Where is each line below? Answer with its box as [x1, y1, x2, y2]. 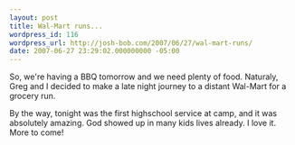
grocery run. [9, 91, 56, 102]
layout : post [9, 13, 59, 23]
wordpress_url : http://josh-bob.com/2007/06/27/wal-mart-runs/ [9, 38, 253, 48]
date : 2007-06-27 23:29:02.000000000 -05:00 [9, 47, 180, 56]
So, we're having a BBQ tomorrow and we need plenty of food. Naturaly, [9, 71, 279, 82]
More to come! [9, 127, 64, 138]
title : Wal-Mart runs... [9, 22, 103, 31]
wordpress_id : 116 [9, 30, 79, 39]
